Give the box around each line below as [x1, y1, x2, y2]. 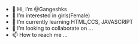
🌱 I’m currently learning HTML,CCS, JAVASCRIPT [11, 18, 134, 25]
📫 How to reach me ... [11, 32, 68, 38]
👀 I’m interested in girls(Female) [11, 12, 90, 19]
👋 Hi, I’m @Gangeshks [11, 6, 67, 12]
